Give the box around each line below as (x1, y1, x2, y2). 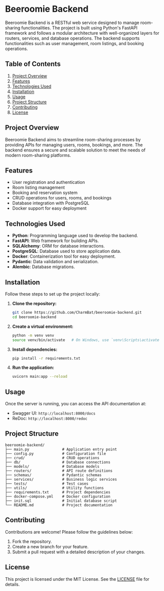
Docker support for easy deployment (12, 205, 87, 211)
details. (5, 581, 20, 587)
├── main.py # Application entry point (5, 447, 117, 452)
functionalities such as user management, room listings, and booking (5, 40, 144, 46)
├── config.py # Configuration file (5, 451, 106, 456)
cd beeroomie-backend (12, 315, 56, 320)
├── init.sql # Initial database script (5, 498, 117, 503)
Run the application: (12, 365, 55, 370)
